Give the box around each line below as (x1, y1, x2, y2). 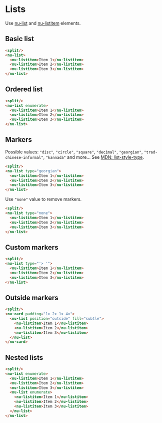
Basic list (5, 35, 34, 43)
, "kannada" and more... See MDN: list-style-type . (43, 154, 144, 160)
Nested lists (5, 353, 43, 362)
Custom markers (5, 243, 58, 252)
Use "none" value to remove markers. (5, 196, 82, 202)
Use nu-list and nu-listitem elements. (5, 20, 81, 26)
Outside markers (5, 293, 58, 302)
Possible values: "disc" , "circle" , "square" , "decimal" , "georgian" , (5, 149, 143, 155)
